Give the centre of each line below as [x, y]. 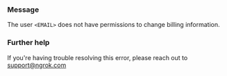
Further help [28, 43]
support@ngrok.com [37, 65]
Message [23, 10]
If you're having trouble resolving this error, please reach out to [98, 57]
